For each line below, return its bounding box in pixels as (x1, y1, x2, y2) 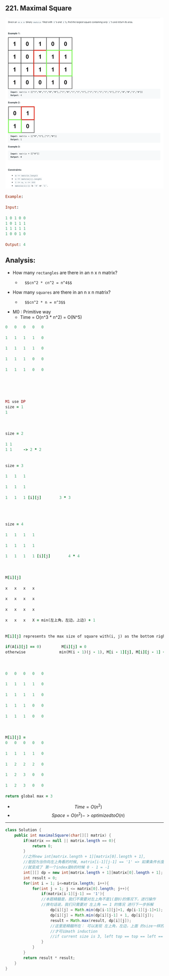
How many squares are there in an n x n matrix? (12, 289, 111, 295)
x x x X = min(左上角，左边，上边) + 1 (5, 618, 96, 623)
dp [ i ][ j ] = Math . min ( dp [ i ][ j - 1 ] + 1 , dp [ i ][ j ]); (50, 912, 154, 918)
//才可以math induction (50, 928, 98, 934)
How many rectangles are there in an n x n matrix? (12, 269, 118, 275)
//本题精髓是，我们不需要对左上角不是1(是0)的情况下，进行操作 (41, 897, 156, 902)
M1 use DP (5, 399, 26, 404)
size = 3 (5, 463, 24, 468)
